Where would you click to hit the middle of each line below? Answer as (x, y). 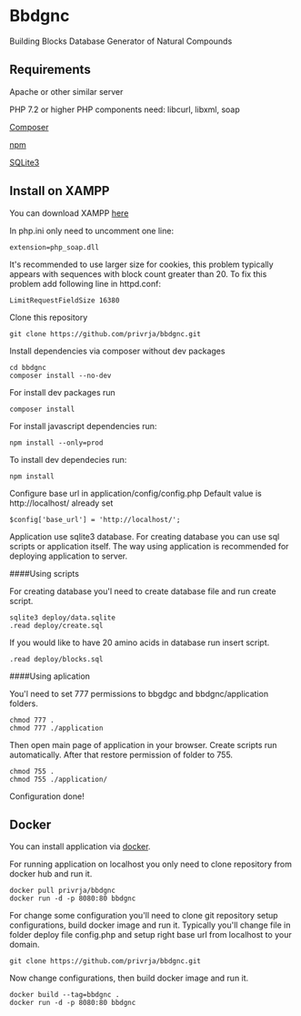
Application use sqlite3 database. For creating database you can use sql (145, 536)
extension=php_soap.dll (55, 247)
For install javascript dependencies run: (83, 426)
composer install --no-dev (60, 375)
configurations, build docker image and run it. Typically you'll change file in (150, 925)
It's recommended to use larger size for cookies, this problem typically (142, 264)
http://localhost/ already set (61, 503)
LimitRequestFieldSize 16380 (65, 300)
